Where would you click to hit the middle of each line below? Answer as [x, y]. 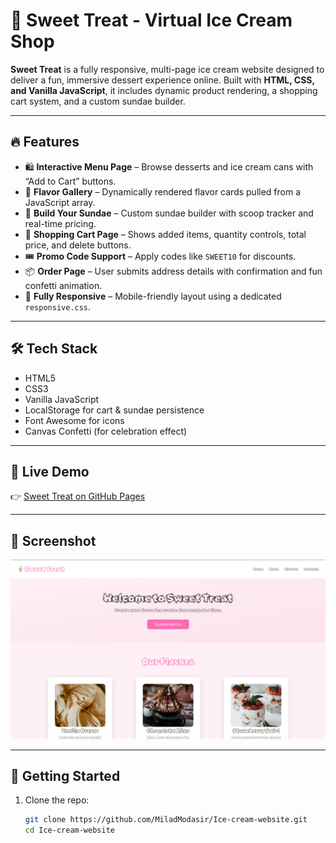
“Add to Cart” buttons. [70, 181]
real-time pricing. [60, 223]
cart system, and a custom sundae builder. [98, 101]
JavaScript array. [60, 202]
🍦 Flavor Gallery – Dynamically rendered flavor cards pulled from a [163, 191]
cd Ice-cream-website [69, 830]
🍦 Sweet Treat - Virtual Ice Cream [151, 20]
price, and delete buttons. [78, 245]
